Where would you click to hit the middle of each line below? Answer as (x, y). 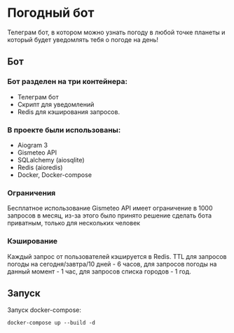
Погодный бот (51, 13)
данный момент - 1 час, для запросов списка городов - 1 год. (99, 271)
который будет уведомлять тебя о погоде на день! (83, 39)
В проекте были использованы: (64, 129)
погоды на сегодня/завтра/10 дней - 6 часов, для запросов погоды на (112, 264)
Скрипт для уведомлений (56, 104)
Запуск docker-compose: (44, 310)
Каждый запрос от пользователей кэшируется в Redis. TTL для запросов (117, 256)
